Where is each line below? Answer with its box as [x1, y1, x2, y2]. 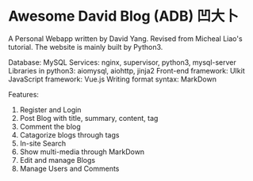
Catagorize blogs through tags [19, 130, 120, 139]
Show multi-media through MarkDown [19, 147, 145, 156]
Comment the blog [19, 122, 81, 131]
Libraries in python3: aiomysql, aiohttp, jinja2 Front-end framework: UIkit [8, 66, 246, 75]
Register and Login [19, 104, 82, 115]
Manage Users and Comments [19, 164, 120, 173]
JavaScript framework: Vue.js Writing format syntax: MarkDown [8, 74, 217, 84]
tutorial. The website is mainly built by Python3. [8, 42, 163, 51]
